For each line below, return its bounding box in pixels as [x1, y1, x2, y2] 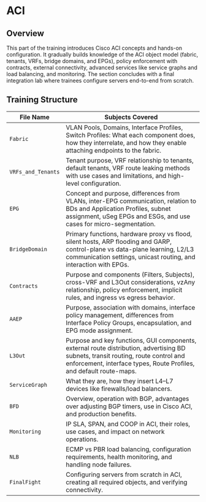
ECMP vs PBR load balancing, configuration [65, 445, 191, 454]
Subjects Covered [104, 113, 158, 121]
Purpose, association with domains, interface [65, 303, 196, 311]
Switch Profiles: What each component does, [65, 131, 196, 139]
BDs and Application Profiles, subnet [65, 204, 171, 213]
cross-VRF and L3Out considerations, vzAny [65, 278, 195, 286]
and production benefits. [65, 409, 137, 418]
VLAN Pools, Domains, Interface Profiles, [65, 123, 183, 132]
